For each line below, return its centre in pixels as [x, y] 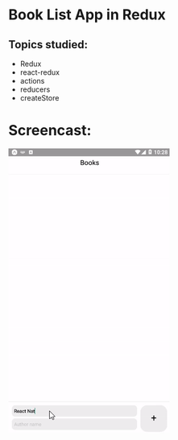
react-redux [40, 72]
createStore [39, 98]
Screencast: [50, 131]
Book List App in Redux [87, 15]
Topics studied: [48, 45]
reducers [35, 89]
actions [32, 81]
